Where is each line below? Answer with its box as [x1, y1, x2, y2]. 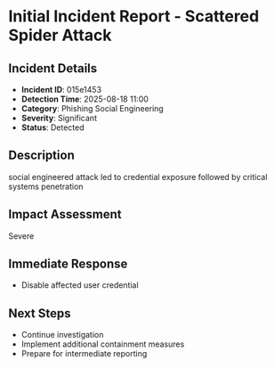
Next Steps [8, 306, 71, 321]
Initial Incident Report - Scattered [8, 6, 260, 27]
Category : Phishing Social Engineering [20, 103, 164, 113]
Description [8, 148, 75, 163]
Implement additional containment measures [20, 339, 185, 349]
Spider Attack [8, 25, 112, 45]
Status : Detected [20, 122, 85, 133]
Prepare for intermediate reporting [20, 348, 148, 359]
